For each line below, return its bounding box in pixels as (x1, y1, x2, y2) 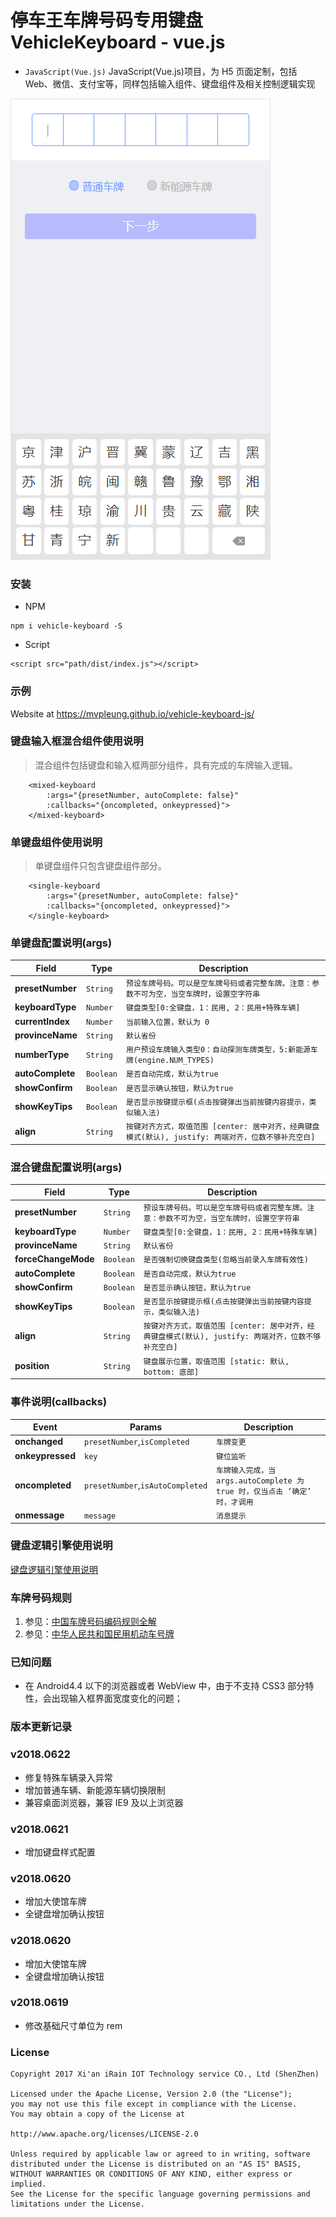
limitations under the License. (10, 2199, 145, 2210)
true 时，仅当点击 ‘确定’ (216, 1486, 312, 1496)
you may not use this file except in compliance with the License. (10, 2099, 298, 2110)
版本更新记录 (10, 1720, 73, 1734)
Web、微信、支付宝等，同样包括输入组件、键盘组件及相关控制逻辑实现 (24, 77, 316, 90)
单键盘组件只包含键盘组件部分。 (34, 860, 167, 872)
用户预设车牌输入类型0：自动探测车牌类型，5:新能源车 (126, 1045, 318, 1055)
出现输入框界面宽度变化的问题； (51, 1692, 183, 1705)
